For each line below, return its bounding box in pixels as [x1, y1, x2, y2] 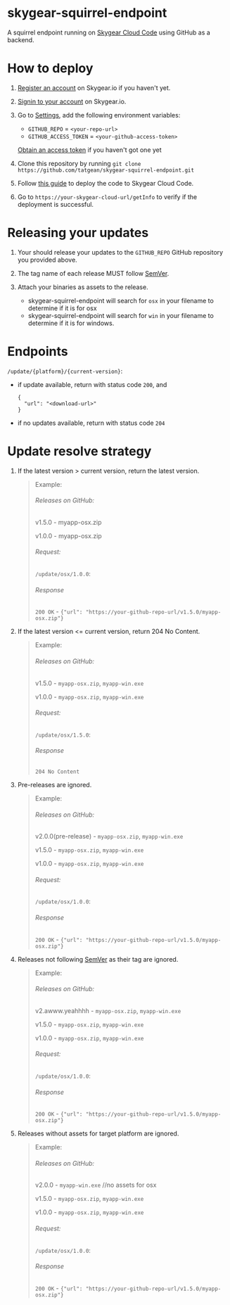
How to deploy [7, 61, 94, 77]
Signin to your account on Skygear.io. [17, 97, 127, 106]
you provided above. [17, 255, 77, 264]
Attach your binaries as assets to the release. [17, 283, 149, 291]
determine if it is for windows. [27, 319, 115, 327]
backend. [7, 35, 34, 44]
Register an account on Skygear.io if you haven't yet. [17, 83, 171, 92]
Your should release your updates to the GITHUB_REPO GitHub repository [17, 248, 224, 256]
